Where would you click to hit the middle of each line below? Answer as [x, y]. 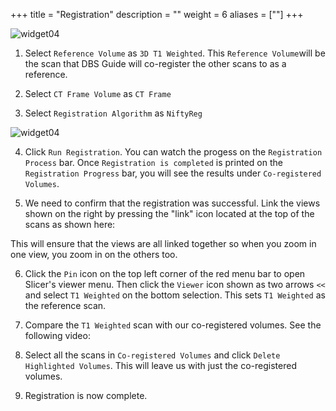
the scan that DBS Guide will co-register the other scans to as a [155, 63]
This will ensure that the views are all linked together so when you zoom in [163, 243]
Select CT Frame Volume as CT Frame [98, 93]
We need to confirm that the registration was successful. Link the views [172, 203]
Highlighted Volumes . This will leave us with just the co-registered [160, 365]
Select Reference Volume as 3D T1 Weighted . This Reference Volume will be [175, 53]
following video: [57, 335]
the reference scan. [65, 305]
